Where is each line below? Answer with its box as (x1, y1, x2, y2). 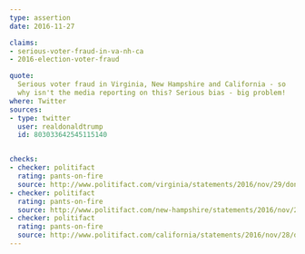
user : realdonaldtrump (17, 122, 103, 132)
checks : (9, 155, 39, 164)
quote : (9, 72, 34, 81)
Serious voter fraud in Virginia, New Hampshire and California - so (17, 80, 286, 89)
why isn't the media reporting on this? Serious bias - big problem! (17, 88, 286, 97)
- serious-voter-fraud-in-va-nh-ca (9, 46, 144, 55)
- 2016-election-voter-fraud (9, 55, 120, 64)
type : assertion (9, 13, 71, 23)
